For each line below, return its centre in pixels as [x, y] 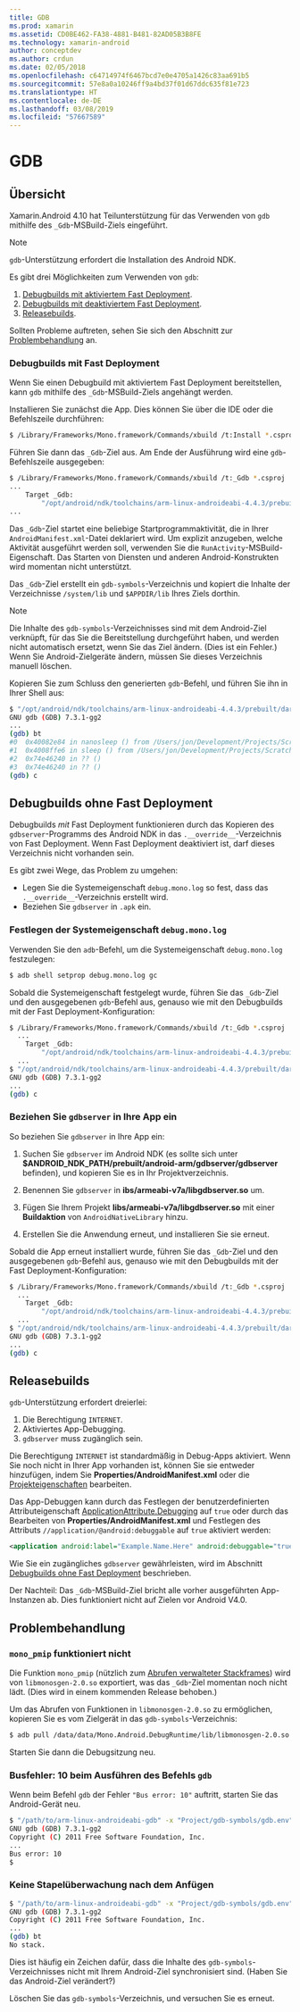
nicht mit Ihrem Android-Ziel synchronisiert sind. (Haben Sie [177, 1971]
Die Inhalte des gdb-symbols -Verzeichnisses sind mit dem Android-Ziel [138, 628]
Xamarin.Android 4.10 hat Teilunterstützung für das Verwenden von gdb [140, 216]
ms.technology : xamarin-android [69, 42]
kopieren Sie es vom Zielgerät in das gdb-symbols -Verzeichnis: [124, 1718]
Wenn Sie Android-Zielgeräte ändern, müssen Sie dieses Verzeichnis [136, 656]
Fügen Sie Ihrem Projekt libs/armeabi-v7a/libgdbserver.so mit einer [148, 1207]
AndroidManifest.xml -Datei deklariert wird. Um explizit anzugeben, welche [146, 538]
